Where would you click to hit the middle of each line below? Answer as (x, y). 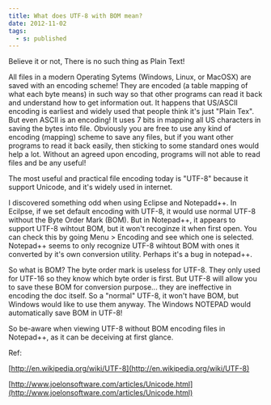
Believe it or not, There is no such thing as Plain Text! (97, 61)
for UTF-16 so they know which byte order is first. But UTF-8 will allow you (133, 279)
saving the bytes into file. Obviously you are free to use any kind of (120, 129)
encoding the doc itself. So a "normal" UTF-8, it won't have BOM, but (123, 296)
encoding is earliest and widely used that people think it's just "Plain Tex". (131, 112)
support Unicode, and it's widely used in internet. (91, 188)
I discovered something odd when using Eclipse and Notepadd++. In (123, 203)
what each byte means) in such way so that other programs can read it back (135, 95)
